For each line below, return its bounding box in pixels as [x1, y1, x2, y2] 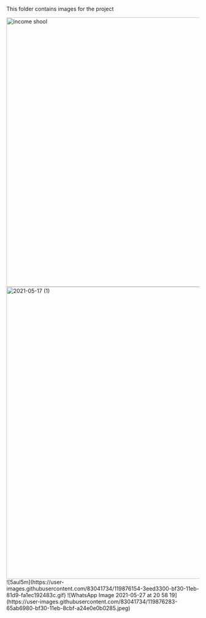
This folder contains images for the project [6, 6, 114, 12]
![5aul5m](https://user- [6, 579, 64, 586]
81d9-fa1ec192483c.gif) [6, 592, 66, 598]
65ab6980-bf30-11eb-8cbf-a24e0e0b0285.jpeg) [6, 605, 131, 612]
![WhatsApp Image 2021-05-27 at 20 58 [67, 592, 169, 598]
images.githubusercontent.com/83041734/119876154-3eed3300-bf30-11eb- [6, 585, 199, 592]
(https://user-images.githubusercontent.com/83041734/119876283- [6, 598, 178, 605]
